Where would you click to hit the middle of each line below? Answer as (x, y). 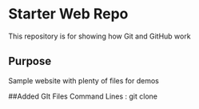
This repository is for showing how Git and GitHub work (99, 36)
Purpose (30, 61)
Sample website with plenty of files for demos (84, 80)
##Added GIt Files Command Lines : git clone (83, 96)
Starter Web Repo (68, 14)
